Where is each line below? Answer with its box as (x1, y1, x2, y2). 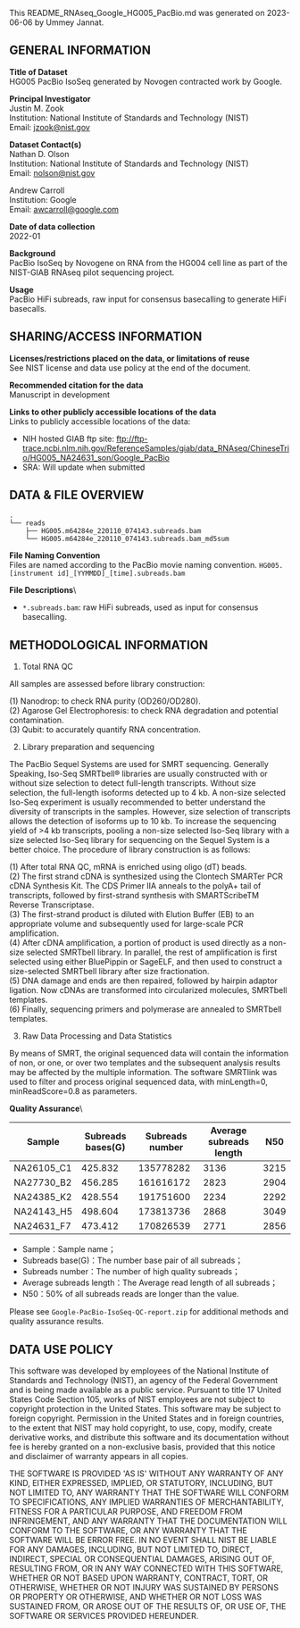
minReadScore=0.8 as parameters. (9, 1086, 137, 1097)
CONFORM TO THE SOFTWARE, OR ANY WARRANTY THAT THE (9, 1525, 247, 1536)
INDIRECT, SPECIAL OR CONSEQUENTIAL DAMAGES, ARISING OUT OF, (9, 1554, 275, 1565)
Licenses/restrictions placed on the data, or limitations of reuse (9, 353, 250, 363)
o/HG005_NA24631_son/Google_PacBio (21, 452, 170, 463)
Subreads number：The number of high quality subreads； (21, 1266, 241, 1277)
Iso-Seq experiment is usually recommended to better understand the (9, 797, 266, 807)
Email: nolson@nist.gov (9, 167, 96, 178)
